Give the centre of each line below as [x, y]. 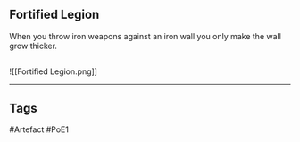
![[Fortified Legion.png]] [54, 71]
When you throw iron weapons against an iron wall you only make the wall [145, 36]
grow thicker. [33, 46]
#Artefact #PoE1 [39, 129]
